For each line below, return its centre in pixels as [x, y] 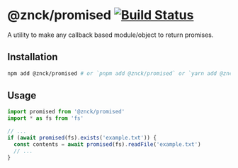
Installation [33, 57]
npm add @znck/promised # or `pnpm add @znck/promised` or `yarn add [112, 73]
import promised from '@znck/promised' [66, 112]
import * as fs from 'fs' [45, 118]
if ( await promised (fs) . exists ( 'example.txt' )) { [82, 138]
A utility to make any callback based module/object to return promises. [110, 35]
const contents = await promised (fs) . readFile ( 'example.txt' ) [107, 144]
